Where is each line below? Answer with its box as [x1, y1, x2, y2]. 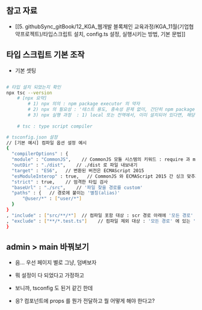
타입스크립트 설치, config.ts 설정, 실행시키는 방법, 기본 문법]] [43, 30, 186, 37]
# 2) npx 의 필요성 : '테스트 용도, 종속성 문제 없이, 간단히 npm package [28, 107, 195, 113]
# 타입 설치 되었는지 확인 [6, 84, 61, 90]
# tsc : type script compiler [17, 123, 93, 129]
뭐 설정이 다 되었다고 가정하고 [14, 271, 84, 279]
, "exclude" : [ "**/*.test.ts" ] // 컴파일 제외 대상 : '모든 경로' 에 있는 [6, 218, 191, 224]
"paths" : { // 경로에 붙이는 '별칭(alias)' [11, 190, 120, 196]
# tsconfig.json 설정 [6, 134, 58, 140]
